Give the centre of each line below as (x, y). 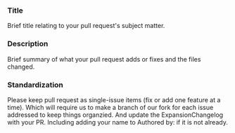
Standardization (35, 85)
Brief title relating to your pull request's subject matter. (86, 26)
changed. (21, 66)
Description (28, 44)
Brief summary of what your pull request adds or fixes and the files (104, 59)
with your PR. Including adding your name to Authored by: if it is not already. (118, 122)
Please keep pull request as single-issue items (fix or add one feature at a (114, 99)
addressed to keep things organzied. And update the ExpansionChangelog (115, 115)
